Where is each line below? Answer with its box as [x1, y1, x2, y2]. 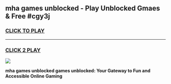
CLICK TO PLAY [5, 27, 45, 35]
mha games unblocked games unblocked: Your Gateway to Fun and [5, 67, 151, 73]
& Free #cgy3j [5, 12, 50, 21]
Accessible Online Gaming [5, 73, 63, 79]
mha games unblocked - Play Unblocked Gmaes [5, 4, 160, 13]
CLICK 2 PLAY [5, 46, 41, 53]
